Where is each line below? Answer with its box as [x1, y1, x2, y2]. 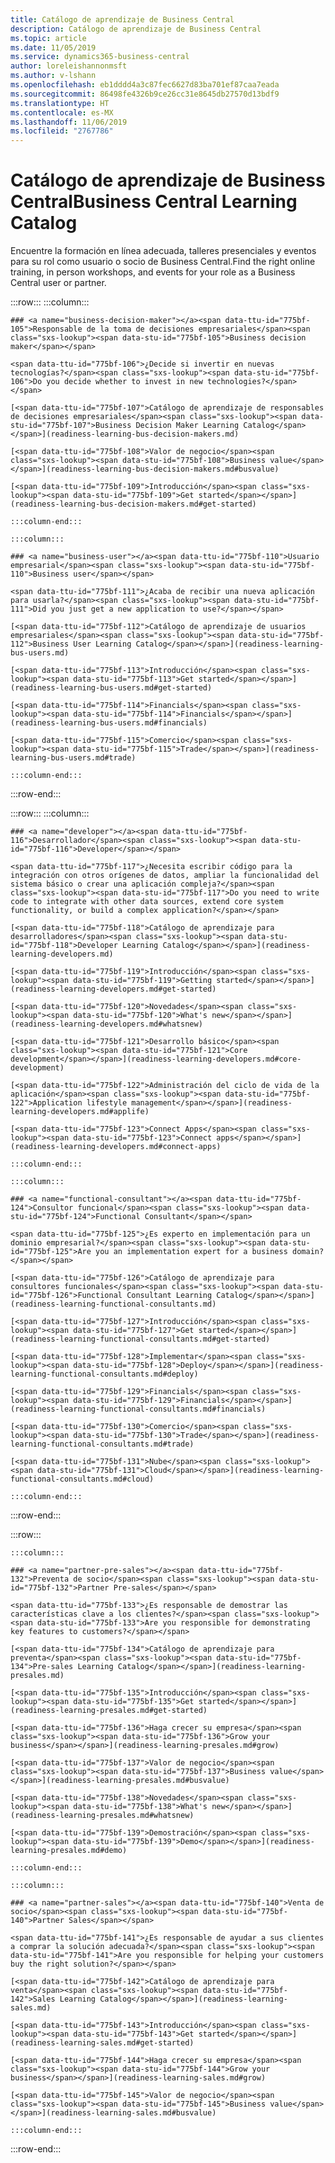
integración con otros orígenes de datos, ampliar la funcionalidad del [10, 871, 320, 881]
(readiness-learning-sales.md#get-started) [10, 2038, 195, 2048]
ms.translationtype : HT [10, 98, 110, 108]
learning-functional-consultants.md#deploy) [10, 1369, 199, 1380]
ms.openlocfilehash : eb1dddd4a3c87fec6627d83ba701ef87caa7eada [10, 80, 280, 90]
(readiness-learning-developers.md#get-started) [10, 984, 217, 995]
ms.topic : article [10, 33, 87, 43]
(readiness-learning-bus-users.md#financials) [10, 718, 208, 728]
